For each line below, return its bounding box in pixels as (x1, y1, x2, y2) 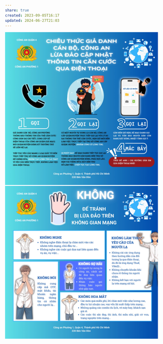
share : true (5, 8, 29, 13)
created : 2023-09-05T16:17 (5, 13, 60, 18)
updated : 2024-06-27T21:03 (5, 18, 60, 23)
